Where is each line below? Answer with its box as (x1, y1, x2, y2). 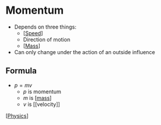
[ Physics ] (5, 112, 29, 119)
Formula (5, 66, 37, 76)
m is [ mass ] (23, 94, 52, 101)
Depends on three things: (14, 23, 77, 30)
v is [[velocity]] (23, 101, 61, 108)
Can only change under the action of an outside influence (14, 48, 156, 55)
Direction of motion (23, 36, 71, 43)
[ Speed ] (23, 29, 43, 36)
